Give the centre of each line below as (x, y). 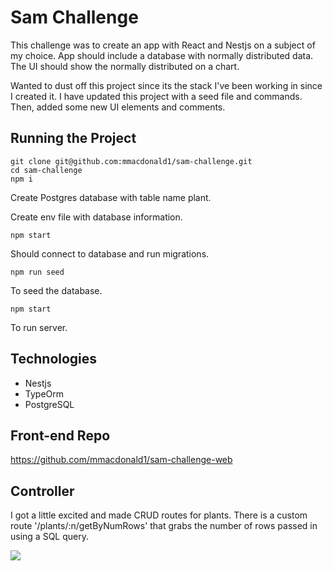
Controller (42, 491)
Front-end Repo (60, 435)
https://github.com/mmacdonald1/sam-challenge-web (121, 460)
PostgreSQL (49, 404)
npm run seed (37, 272)
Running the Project (73, 138)
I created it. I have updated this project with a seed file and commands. (156, 96)
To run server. (39, 327)
